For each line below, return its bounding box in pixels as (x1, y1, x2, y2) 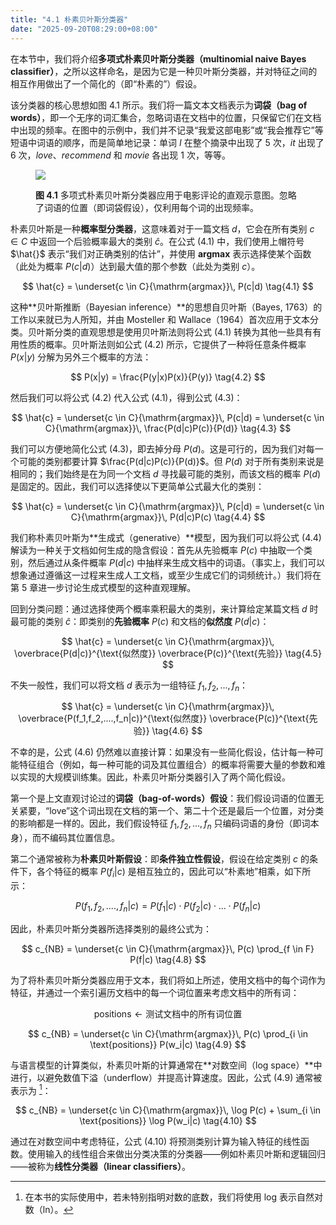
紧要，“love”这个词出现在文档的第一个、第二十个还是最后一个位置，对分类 (18, 805, 325, 817)
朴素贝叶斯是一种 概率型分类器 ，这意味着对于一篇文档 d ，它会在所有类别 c (10, 222, 315, 235)
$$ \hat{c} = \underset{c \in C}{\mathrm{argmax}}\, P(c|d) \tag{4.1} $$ (22, 280, 314, 292)
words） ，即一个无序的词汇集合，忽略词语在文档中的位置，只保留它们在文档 (10, 111, 322, 123)
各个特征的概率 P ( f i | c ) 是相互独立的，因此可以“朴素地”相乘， (36, 866, 285, 880)
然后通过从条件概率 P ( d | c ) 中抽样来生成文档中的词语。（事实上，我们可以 (27, 556, 326, 568)
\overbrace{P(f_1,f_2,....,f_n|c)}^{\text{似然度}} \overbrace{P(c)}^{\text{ (18, 712, 310, 725)
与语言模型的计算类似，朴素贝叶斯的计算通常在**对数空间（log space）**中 (10, 1059, 323, 1071)
